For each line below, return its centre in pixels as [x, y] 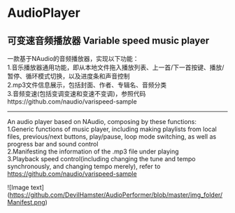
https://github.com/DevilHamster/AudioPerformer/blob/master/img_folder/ [116, 195]
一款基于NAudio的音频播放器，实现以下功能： [73, 59]
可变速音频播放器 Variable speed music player [108, 40]
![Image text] [26, 187]
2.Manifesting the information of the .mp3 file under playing [93, 151]
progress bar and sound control [53, 144]
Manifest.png [26, 202]
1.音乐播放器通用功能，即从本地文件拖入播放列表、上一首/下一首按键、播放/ [116, 67]
